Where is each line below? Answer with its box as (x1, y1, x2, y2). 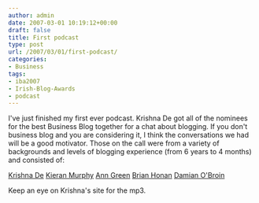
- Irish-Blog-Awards (8, 84, 76, 93)
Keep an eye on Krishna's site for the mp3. (8, 186, 146, 195)
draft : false (8, 26, 51, 34)
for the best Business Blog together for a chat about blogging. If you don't (8, 122, 248, 131)
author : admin (8, 11, 55, 20)
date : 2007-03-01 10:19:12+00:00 (8, 19, 118, 27)
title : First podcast (8, 33, 80, 42)
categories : (8, 56, 47, 64)
